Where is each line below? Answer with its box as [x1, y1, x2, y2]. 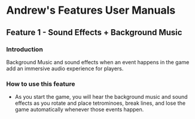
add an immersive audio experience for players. [6, 65, 124, 72]
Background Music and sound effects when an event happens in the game [6, 58, 190, 65]
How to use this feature [6, 80, 75, 88]
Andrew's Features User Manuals [6, 4, 176, 17]
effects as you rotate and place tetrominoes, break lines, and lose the [14, 99, 186, 107]
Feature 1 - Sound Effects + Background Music [6, 27, 182, 37]
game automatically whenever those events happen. [14, 106, 144, 113]
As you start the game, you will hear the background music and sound [14, 93, 188, 101]
